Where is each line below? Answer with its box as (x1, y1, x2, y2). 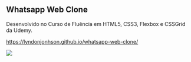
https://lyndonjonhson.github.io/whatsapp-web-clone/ (6, 38, 139, 45)
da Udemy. (6, 27, 32, 34)
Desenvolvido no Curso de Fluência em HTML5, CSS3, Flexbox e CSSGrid (6, 20, 186, 27)
